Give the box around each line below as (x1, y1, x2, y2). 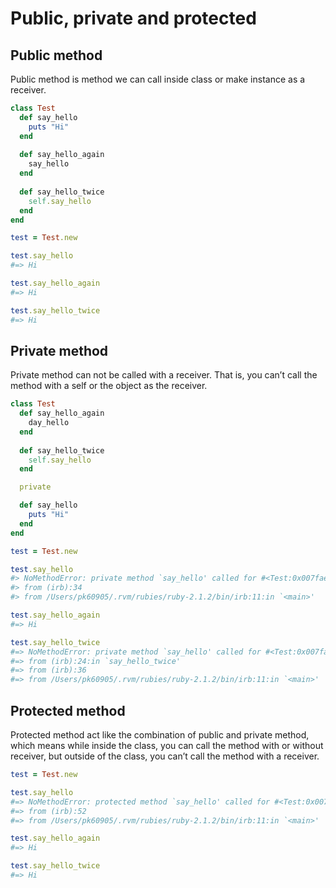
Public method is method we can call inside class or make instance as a (10, 73, 306, 85)
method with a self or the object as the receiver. (10, 380, 208, 392)
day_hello (28, 418, 70, 428)
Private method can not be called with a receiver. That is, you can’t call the (10, 369, 318, 381)
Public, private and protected (10, 7, 257, 30)
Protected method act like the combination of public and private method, (10, 729, 310, 741)
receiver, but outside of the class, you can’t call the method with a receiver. (10, 750, 320, 762)
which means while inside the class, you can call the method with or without (10, 740, 324, 751)
